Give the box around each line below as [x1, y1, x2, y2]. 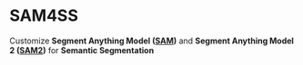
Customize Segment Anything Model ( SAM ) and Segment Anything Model [9, 35, 294, 46]
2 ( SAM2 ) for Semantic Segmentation [9, 44, 155, 55]
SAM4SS [9, 5, 79, 26]
